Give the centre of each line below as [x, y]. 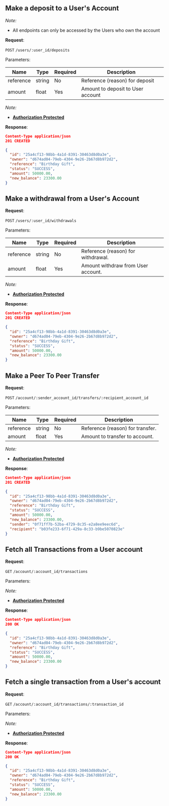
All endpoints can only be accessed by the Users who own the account [86, 30]
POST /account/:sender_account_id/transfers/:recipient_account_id [77, 398]
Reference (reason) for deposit [118, 80]
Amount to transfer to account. [117, 436]
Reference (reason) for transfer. [119, 428]
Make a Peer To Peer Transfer [52, 376]
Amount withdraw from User [115, 266]
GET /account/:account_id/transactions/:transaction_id [65, 704]
